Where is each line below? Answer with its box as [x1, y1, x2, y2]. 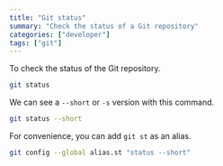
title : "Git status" [9, 13, 87, 23]
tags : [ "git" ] [9, 38, 63, 48]
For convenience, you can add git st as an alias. [9, 131, 192, 141]
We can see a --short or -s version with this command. [9, 97, 215, 108]
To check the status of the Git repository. [9, 63, 161, 74]
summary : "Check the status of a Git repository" [9, 22, 200, 31]
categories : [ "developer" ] [9, 30, 111, 39]
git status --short [9, 115, 83, 124]
